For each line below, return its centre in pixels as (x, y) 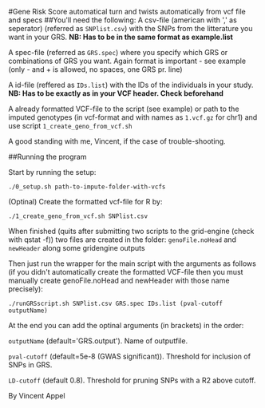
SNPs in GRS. (30, 365)
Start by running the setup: (52, 172)
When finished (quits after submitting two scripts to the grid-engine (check (131, 231)
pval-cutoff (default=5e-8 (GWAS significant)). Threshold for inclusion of (130, 356)
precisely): (26, 289)
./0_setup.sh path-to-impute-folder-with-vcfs (87, 187)
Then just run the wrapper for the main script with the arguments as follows (132, 263)
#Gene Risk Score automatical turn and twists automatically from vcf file (127, 12)
